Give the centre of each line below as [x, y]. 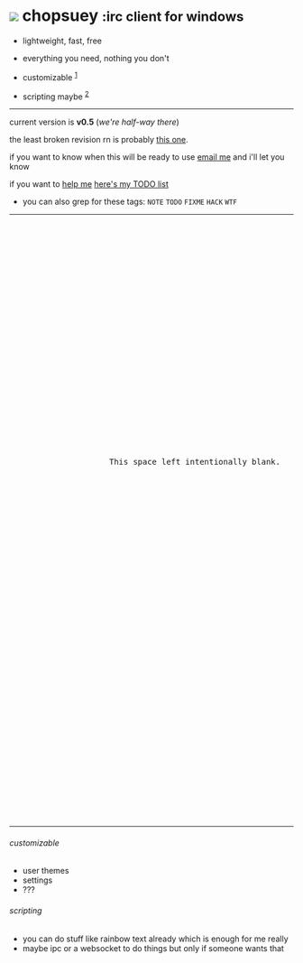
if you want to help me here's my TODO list [89, 184]
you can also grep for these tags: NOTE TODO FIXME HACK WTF [129, 202]
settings [37, 880]
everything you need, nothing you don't [96, 58]
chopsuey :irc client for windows [133, 16]
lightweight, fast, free [62, 41]
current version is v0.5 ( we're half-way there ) [95, 122]
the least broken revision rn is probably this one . [99, 140]
